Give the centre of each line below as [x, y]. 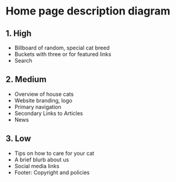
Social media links [37, 166]
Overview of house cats [44, 94]
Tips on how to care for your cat [54, 153]
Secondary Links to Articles [49, 113]
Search [23, 61]
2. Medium [26, 80]
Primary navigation [38, 107]
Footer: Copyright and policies [52, 172]
